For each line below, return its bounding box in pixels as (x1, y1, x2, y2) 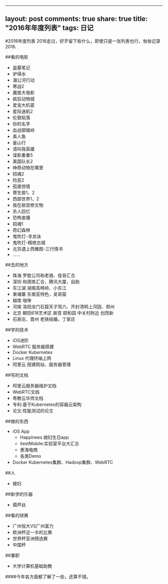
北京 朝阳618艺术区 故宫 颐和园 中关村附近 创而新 (12, 309, 114, 315)
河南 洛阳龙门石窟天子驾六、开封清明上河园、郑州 (12, 303, 115, 309)
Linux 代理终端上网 (12, 355, 51, 361)
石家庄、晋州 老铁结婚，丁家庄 (12, 316, 75, 322)
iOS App (12, 428, 30, 434)
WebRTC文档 (12, 388, 40, 395)
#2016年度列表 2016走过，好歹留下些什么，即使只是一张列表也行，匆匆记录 (5, 38, 161, 44)
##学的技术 (5, 326, 28, 332)
